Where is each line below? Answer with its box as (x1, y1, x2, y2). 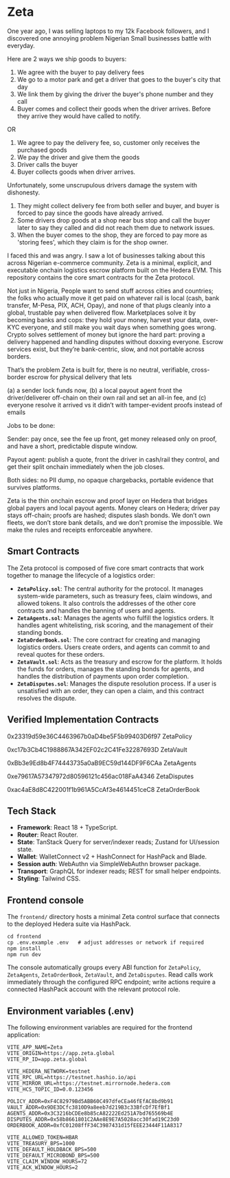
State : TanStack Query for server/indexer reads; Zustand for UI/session (16, 838, 220, 846)
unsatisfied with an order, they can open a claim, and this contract (16, 686, 205, 694)
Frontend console (7, 894, 84, 906)
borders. (7, 352, 32, 361)
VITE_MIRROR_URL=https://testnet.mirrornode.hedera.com (7, 1080, 170, 1087)
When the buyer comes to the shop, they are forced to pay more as (16, 231, 207, 239)
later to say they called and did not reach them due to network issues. (16, 223, 215, 231)
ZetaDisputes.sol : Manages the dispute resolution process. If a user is (16, 679, 217, 688)
